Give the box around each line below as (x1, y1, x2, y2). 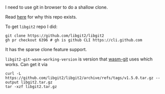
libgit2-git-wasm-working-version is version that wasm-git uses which (5, 56, 153, 62)
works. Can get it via (5, 61, 48, 67)
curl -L (5, 71, 22, 76)
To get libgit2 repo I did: (5, 23, 58, 29)
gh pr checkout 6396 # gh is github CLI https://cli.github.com (5, 37, 142, 42)
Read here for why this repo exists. (5, 14, 77, 19)
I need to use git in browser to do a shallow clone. (5, 4, 108, 10)
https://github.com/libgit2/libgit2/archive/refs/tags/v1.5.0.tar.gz (5, 75, 154, 80)
